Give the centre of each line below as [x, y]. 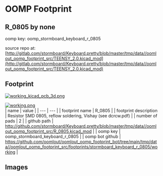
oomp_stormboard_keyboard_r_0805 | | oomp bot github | [63, 136]
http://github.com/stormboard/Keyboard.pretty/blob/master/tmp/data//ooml [81, 126]
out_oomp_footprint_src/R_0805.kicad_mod [48, 131]
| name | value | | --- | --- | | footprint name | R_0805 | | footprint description [81, 110]
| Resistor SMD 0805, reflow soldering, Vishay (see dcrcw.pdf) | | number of [81, 116]
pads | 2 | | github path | [29, 121]
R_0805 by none [30, 27]
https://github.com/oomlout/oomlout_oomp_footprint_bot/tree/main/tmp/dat [81, 141]
